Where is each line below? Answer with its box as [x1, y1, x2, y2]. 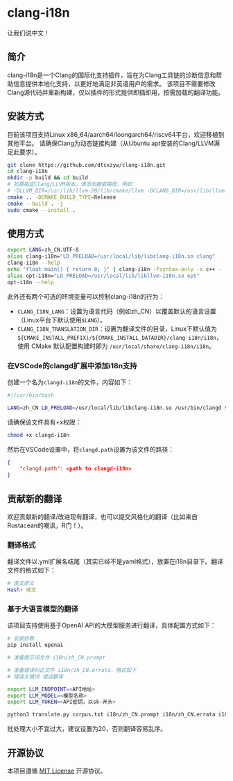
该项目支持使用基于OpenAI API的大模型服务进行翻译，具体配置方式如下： [7, 621, 216, 630]
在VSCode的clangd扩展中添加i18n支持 [7, 361, 137, 370]
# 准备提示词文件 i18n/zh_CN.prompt [7, 655, 106, 661]
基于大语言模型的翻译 [7, 604, 78, 614]
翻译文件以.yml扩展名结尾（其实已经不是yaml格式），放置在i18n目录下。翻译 [7, 557, 223, 566]
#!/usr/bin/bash [7, 391, 54, 399]
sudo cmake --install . [7, 206, 76, 213]
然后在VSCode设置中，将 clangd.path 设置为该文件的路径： [7, 445, 175, 453]
